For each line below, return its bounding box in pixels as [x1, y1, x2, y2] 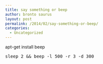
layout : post [5, 16, 32, 21]
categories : [5, 26, 30, 31]
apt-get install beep [5, 44, 46, 50]
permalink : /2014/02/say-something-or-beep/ [5, 21, 99, 26]
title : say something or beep [5, 7, 68, 12]
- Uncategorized [9, 30, 43, 35]
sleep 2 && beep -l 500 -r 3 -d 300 [5, 54, 94, 59]
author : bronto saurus [5, 12, 52, 17]
